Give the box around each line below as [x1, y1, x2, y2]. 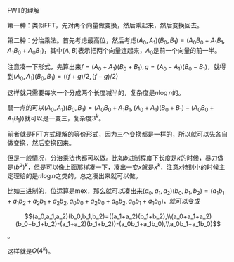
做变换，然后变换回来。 [7, 139, 75, 147]
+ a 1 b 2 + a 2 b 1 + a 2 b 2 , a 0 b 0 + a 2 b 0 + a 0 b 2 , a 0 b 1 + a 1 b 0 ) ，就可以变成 [7, 196, 201, 206]
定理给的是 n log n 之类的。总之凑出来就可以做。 [7, 172, 142, 180]
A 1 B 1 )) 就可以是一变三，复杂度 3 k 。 [7, 112, 105, 124]
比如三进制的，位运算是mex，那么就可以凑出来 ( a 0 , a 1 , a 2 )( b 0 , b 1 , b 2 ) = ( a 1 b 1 [7, 187, 225, 196]
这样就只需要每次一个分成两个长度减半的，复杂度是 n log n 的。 [7, 89, 185, 97]
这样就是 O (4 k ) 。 [7, 245, 55, 255]
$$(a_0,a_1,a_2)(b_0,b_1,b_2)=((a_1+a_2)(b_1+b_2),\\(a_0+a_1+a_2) [24, 212, 212, 220]
